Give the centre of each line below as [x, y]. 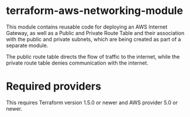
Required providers [53, 86]
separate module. [27, 45]
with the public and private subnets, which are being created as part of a [94, 39]
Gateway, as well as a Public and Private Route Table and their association [95, 33]
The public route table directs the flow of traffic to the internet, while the [93, 56]
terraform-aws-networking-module [94, 11]
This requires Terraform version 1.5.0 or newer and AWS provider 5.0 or [92, 102]
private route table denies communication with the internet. [77, 63]
